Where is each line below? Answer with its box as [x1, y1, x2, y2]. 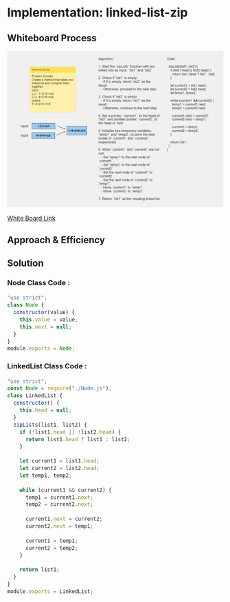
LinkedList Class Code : [7, 361, 87, 371]
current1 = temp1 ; [25, 537, 78, 544]
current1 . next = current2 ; [25, 515, 103, 523]
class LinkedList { [7, 392, 63, 399]
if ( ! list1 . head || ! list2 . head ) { [19, 428, 122, 436]
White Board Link [7, 214, 56, 223]
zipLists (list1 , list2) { [13, 421, 88, 428]
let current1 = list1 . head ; [19, 458, 100, 465]
